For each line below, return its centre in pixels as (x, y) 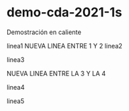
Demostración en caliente (44, 32)
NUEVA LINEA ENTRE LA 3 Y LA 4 (56, 73)
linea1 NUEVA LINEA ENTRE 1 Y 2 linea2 (64, 46)
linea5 (16, 101)
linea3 (16, 59)
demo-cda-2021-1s (64, 12)
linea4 (16, 87)
